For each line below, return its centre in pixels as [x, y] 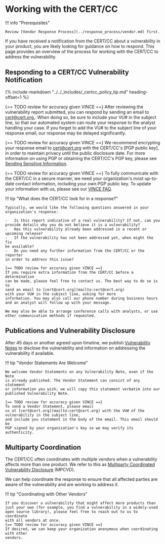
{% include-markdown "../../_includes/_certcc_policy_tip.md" [67, 92]
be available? [20, 246]
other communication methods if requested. [51, 315]
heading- [139, 92]
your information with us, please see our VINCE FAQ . [59, 189]
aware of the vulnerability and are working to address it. [62, 485]
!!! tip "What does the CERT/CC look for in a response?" [62, 198]
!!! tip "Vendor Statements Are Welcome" [46, 363]
